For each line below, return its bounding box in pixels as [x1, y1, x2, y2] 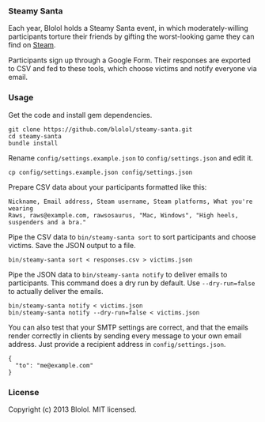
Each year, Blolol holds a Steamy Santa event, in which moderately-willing [8, 24, 249, 33]
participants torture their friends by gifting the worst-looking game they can [8, 32, 255, 41]
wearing [8, 204, 34, 213]
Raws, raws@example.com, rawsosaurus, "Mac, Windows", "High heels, [8, 211, 239, 219]
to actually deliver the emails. [8, 286, 104, 296]
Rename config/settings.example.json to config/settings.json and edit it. [8, 153, 254, 163]
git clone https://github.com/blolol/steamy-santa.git [8, 125, 193, 134]
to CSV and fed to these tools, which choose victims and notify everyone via [8, 64, 257, 73]
